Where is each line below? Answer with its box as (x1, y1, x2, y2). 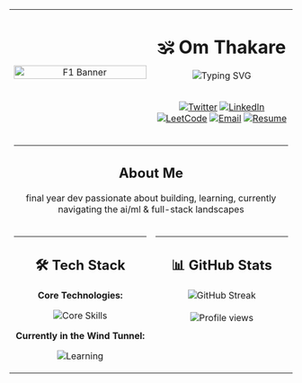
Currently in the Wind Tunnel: (15, 330, 146, 343)
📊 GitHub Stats (171, 256, 272, 274)
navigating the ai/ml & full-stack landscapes (58, 202, 244, 215)
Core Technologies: (37, 289, 123, 302)
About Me (118, 164, 184, 182)
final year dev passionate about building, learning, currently (25, 191, 277, 204)
